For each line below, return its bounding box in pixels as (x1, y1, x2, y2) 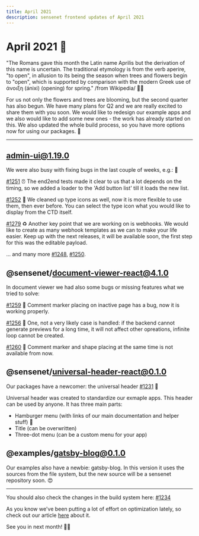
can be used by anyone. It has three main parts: (6, 401, 123, 408)
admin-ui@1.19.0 (6, 150, 70, 160)
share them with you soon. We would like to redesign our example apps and (6, 109, 191, 116)
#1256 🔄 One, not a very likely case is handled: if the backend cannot (6, 319, 175, 327)
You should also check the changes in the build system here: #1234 (6, 494, 171, 501)
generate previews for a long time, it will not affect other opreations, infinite (6, 326, 190, 333)
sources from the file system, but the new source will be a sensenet (6, 470, 172, 477)
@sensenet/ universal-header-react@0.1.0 (6, 367, 167, 377)
